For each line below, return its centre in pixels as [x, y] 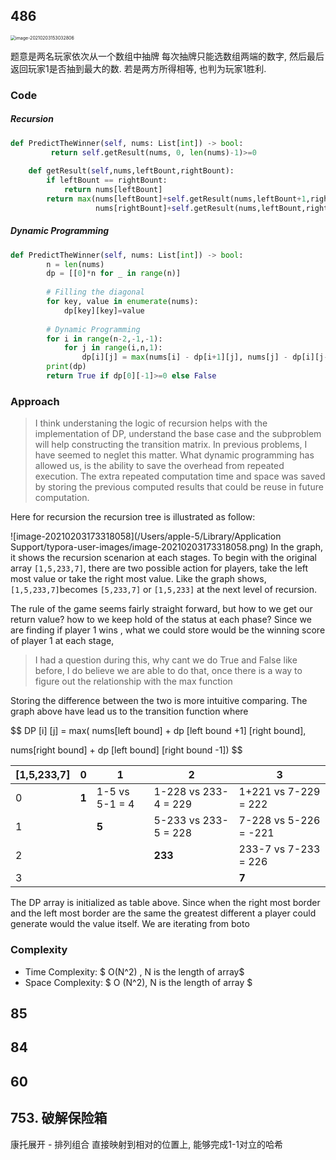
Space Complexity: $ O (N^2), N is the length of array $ [138, 982]
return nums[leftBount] [113, 190]
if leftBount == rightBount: [107, 180]
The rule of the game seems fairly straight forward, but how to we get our [161, 609]
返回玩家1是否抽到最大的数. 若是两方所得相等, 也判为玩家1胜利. [138, 68]
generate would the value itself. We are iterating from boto [130, 924]
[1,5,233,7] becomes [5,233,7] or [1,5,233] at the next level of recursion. [163, 590]
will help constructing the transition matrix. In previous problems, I [171, 445]
